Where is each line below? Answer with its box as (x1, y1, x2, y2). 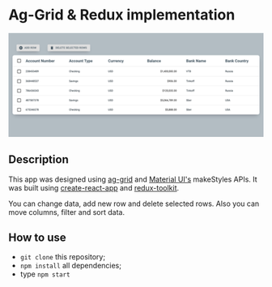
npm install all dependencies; (19, 261, 121, 271)
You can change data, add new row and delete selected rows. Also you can (8, 199, 260, 208)
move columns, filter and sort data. (8, 207, 125, 216)
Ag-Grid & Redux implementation (8, 6, 236, 24)
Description (8, 152, 69, 167)
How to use (8, 230, 66, 244)
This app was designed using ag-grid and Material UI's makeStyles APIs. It (8, 174, 257, 184)
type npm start (19, 269, 70, 279)
